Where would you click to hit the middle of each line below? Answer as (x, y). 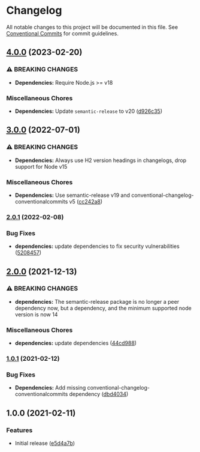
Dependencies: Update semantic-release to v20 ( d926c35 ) (89, 111)
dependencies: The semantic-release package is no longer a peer (97, 301)
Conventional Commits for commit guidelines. (62, 33)
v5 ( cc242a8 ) (86, 201)
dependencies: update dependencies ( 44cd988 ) (75, 343)
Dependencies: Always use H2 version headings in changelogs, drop (101, 160)
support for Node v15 (41, 166)
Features (19, 430)
